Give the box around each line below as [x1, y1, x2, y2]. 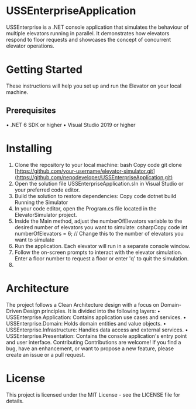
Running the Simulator [14, 199, 68, 206]
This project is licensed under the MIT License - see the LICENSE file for [6, 391, 180, 398]
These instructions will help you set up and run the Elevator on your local [6, 82, 182, 89]
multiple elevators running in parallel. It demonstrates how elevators [6, 29, 170, 36]
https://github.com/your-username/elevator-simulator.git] [16, 167, 155, 175]
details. [6, 397, 24, 404]
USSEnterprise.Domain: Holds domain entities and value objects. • [6, 320, 167, 327]
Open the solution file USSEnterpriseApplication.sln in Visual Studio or [14, 180, 184, 187]
